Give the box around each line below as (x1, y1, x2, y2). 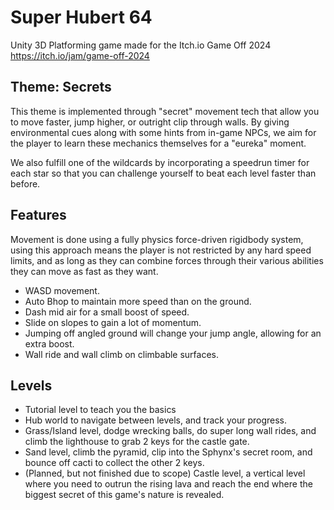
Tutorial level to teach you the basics (24, 404, 177, 416)
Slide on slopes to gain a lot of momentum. (24, 316, 202, 328)
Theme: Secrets (10, 79, 112, 96)
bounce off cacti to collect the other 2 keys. (24, 457, 205, 469)
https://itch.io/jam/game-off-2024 (10, 49, 150, 61)
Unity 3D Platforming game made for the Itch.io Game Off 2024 (10, 39, 272, 51)
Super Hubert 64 (10, 6, 153, 29)
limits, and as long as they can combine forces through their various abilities (10, 254, 324, 266)
